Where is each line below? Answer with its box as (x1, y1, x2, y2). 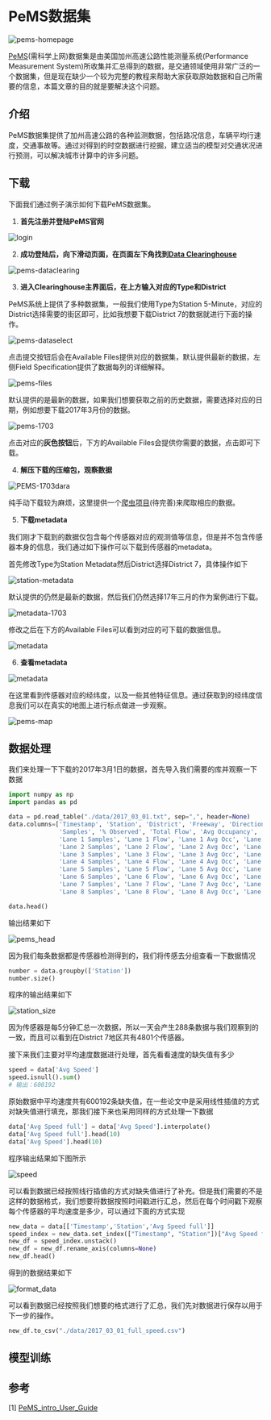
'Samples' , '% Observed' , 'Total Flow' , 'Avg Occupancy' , (59, 827, 258, 835)
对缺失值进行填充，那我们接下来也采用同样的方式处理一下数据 (8, 1106, 214, 1116)
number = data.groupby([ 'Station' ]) (8, 967, 131, 975)
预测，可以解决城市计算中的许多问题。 (15, 150, 143, 160)
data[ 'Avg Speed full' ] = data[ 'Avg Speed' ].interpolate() (8, 1122, 211, 1131)
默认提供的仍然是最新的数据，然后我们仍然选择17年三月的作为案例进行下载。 (8, 592, 263, 602)
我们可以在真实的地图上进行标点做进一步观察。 (15, 700, 171, 710)
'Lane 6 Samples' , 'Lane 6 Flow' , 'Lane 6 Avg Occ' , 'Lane (59, 872, 262, 881)
